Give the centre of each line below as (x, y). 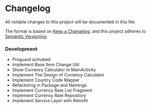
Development (21, 49)
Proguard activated (31, 60)
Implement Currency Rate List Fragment (52, 91)
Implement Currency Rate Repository (49, 95)
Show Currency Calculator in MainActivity (54, 70)
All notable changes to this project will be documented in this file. (71, 22)
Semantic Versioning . (26, 36)
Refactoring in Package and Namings (49, 85)
